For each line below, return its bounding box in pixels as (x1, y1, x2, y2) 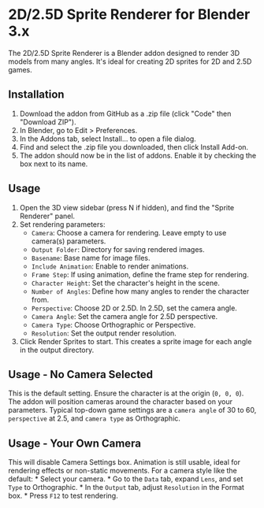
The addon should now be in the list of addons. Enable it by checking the (19, 150, 257, 160)
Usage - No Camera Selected (8, 368, 154, 381)
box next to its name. (19, 159, 88, 169)
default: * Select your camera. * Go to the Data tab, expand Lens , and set (8, 474, 244, 484)
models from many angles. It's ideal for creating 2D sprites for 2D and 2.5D (8, 57, 252, 66)
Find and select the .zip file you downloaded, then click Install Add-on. (19, 142, 249, 151)
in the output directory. (19, 345, 95, 354)
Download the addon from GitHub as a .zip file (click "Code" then (19, 109, 232, 118)
